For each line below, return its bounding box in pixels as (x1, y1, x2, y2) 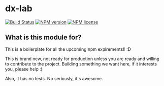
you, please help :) (5, 66, 43, 72)
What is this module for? (5, 33, 82, 42)
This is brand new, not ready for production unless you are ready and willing (5, 56, 160, 62)
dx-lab (5, 3, 33, 14)
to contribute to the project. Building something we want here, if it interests (5, 61, 157, 66)
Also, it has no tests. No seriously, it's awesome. (5, 75, 103, 81)
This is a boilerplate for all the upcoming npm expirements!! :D (5, 46, 131, 52)
